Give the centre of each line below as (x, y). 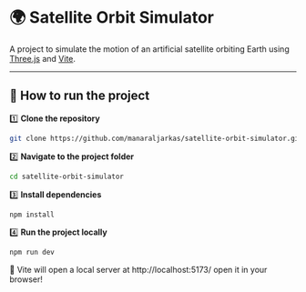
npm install (32, 215)
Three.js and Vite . (42, 58)
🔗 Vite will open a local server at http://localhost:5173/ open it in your (138, 270)
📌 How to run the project (80, 96)
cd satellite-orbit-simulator (67, 176)
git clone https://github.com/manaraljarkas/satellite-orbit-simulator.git (156, 138)
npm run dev (32, 252)
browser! (26, 279)
